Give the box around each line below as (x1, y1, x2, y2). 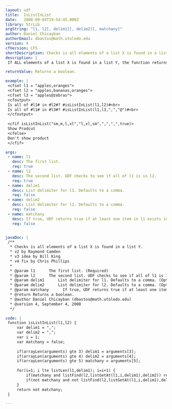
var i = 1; (16, 335, 40, 340)
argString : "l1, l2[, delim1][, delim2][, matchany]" (5, 27, 123, 32)
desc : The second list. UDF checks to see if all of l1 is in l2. (12, 173, 157, 178)
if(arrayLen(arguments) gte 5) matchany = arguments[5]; (16, 358, 141, 364)
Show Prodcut (7, 126, 36, 131)
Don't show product (7, 135, 50, 141)
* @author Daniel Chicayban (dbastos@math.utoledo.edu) (10, 297, 132, 302)
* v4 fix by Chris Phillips (10, 258, 70, 264)
